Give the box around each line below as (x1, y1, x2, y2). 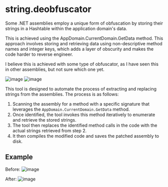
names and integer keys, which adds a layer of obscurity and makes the (5, 46, 154, 52)
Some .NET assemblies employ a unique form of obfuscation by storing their (5, 20, 163, 26)
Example (5, 153, 33, 161)
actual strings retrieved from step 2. (12, 127, 87, 134)
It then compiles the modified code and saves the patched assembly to (12, 133, 159, 139)
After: (5, 176, 17, 182)
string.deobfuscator (5, 4, 92, 15)
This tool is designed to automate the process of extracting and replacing (5, 85, 157, 91)
